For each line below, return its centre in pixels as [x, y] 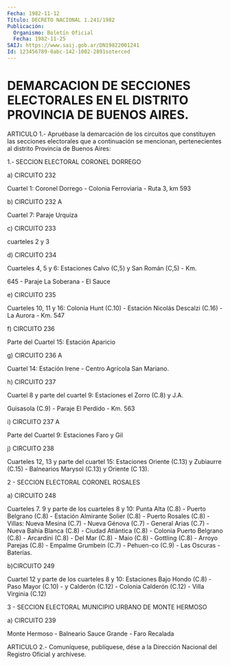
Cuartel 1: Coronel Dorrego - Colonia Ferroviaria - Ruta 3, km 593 [99, 188]
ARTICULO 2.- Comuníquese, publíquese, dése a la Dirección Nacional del [112, 646]
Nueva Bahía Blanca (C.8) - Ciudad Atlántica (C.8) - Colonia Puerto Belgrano [115, 530]
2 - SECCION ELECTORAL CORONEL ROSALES [74, 482]
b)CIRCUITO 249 [31, 565]
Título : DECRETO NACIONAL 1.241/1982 [61, 20]
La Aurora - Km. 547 [36, 315]
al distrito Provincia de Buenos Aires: [59, 148]
